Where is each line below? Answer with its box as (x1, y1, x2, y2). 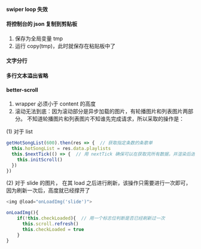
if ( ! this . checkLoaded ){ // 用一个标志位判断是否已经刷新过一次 (17, 215, 166, 221)
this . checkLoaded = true (22, 226, 84, 232)
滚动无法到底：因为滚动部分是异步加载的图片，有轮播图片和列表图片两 (14, 108, 188, 115)
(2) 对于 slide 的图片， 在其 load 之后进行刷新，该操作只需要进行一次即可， (6, 179, 191, 187)
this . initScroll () (17, 157, 63, 163)
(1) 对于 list (6, 128, 33, 135)
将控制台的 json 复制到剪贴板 (6, 20, 78, 28)
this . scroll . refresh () (22, 221, 79, 227)
